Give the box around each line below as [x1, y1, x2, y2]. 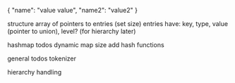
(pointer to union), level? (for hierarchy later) [7, 27, 136, 35]
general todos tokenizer [7, 54, 76, 63]
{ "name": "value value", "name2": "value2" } [7, 6, 138, 14]
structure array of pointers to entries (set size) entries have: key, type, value [7, 20, 228, 27]
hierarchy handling [7, 68, 62, 76]
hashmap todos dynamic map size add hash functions [7, 41, 164, 49]
